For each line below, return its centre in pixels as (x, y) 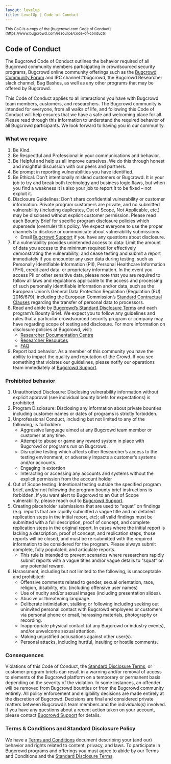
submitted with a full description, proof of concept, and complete (81, 522)
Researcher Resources (44, 340)
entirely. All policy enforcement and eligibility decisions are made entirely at (85, 693)
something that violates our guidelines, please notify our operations (83, 362)
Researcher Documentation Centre (57, 335)
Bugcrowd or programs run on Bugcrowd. (64, 446)
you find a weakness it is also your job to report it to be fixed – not (82, 188)
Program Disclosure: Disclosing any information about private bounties (87, 408)
